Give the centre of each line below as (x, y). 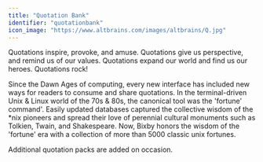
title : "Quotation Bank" (49, 15)
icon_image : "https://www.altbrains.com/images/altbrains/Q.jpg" (117, 30)
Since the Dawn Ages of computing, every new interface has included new (129, 84)
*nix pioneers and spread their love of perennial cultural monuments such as (132, 118)
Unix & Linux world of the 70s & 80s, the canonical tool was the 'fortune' (125, 101)
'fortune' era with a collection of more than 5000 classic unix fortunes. (122, 134)
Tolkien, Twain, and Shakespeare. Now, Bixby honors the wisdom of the (124, 126)
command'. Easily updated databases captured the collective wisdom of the (131, 109)
